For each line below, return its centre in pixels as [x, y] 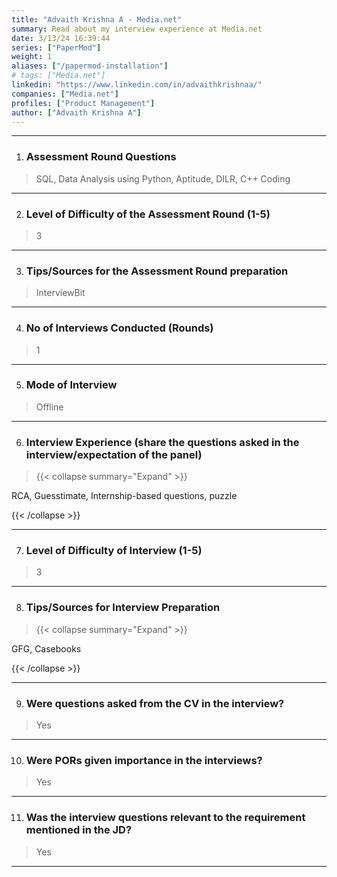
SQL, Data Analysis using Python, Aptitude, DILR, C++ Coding [163, 178]
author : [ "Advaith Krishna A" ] [76, 112]
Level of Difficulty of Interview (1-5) [114, 551]
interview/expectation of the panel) [114, 454]
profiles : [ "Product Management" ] [83, 103]
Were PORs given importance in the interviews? [144, 760]
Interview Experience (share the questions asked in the [162, 442]
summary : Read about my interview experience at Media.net [137, 29]
